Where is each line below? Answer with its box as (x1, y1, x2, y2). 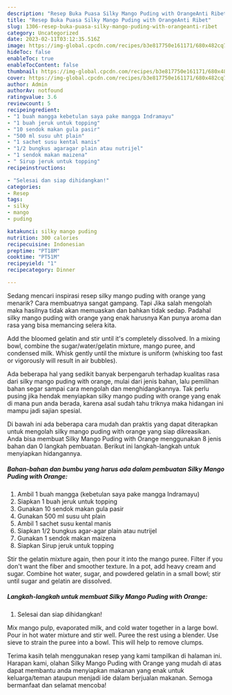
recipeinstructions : (7, 164, 67, 172)
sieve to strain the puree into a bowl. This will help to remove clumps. (7, 638, 204, 647)
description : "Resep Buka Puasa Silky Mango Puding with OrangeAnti (7, 10, 209, 17)
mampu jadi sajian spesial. (7, 406, 82, 415)
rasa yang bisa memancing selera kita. (7, 321, 117, 329)
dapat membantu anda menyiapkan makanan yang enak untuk (7, 666, 184, 674)
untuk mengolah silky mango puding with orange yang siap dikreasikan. (7, 427, 211, 436)
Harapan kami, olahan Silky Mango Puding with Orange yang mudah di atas (7, 658, 222, 667)
